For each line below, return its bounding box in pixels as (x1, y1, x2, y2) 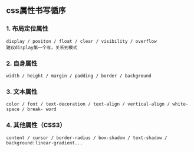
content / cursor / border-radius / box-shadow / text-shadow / (6, 134, 167, 141)
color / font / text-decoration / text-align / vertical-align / (6, 102, 170, 107)
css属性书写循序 (6, 5, 66, 16)
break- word (27, 106, 57, 113)
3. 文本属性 (6, 87, 38, 96)
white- (172, 102, 189, 107)
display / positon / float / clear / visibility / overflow (6, 38, 157, 44)
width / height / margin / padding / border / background (6, 73, 152, 79)
